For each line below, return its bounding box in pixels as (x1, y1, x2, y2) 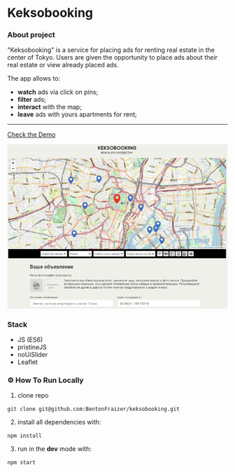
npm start (7, 459, 36, 466)
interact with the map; (17, 103, 83, 112)
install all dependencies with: (17, 418, 101, 426)
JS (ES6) (17, 335, 43, 344)
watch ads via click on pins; (17, 88, 99, 96)
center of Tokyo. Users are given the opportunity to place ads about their (7, 53, 218, 62)
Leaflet (17, 358, 38, 366)
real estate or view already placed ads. (7, 61, 119, 69)
